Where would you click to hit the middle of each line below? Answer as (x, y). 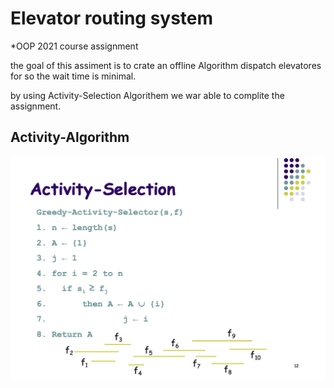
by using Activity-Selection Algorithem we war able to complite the (147, 95)
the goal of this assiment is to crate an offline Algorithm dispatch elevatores (166, 65)
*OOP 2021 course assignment (74, 46)
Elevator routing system (112, 18)
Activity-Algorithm (70, 137)
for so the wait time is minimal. (73, 76)
